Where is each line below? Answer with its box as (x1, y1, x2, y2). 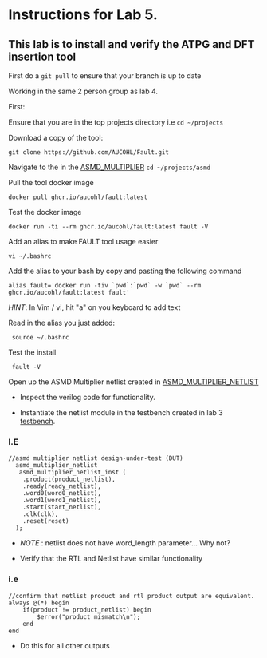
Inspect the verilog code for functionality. (19, 393, 155, 402)
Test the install (8, 347, 57, 357)
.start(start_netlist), (22, 503, 102, 512)
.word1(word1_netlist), (22, 497, 102, 505)
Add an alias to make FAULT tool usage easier (8, 237, 159, 246)
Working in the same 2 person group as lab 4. (8, 86, 158, 96)
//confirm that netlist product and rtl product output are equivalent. (8, 592, 255, 600)
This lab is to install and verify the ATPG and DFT (8, 38, 255, 51)
